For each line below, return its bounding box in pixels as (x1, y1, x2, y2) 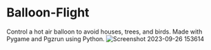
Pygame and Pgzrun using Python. (6, 34, 105, 42)
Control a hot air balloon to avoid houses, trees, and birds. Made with (6, 27, 203, 36)
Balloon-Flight (6, 5, 90, 21)
